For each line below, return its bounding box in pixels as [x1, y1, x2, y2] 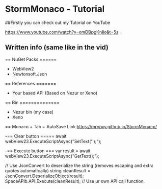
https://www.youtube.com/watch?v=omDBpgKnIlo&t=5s [5, 29, 119, 35]
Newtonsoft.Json [12, 71, 47, 77]
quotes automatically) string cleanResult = [5, 167, 91, 173]
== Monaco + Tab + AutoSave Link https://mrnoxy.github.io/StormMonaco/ [5, 123, 157, 129]
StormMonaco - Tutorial [5, 3, 105, 15]
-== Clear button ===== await [5, 133, 67, 139]
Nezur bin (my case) [12, 109, 54, 115]
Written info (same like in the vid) [5, 43, 109, 52]
